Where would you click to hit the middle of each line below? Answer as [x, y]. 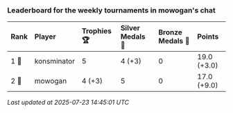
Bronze [170, 32]
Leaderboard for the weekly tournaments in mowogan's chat [112, 10]
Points [208, 37]
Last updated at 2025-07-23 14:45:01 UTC [68, 103]
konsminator [54, 61]
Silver [130, 28]
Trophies [97, 31]
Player [45, 37]
